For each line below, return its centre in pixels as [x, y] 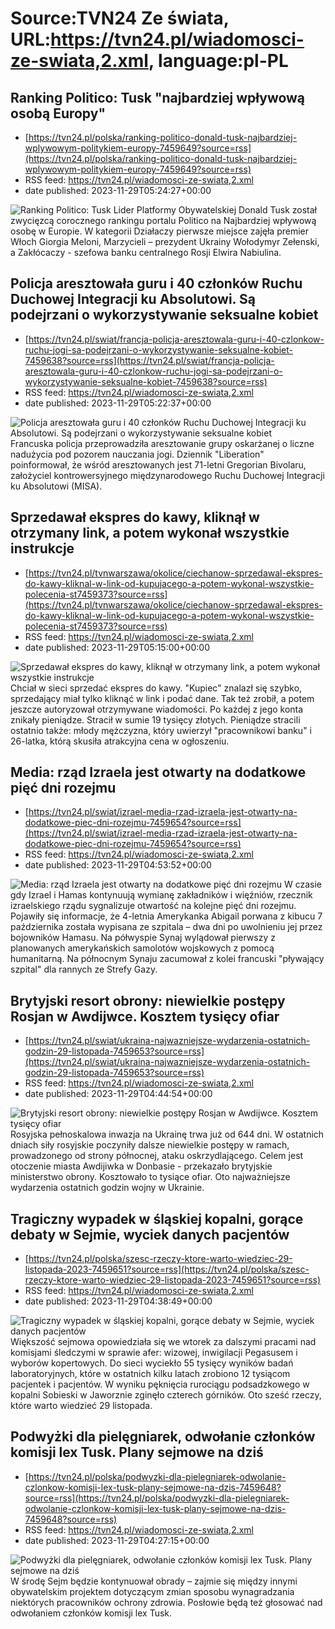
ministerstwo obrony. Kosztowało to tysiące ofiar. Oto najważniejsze [150, 1177]
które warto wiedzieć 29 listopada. [81, 1406]
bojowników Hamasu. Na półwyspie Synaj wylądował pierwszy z [143, 938]
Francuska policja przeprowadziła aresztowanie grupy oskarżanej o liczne [162, 443]
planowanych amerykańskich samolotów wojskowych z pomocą [142, 948]
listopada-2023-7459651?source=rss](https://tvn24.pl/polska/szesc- [167, 1269]
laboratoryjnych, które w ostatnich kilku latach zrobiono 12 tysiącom [150, 1374]
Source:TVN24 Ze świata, [120, 18]
